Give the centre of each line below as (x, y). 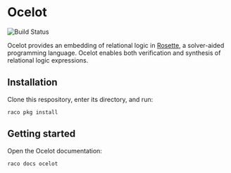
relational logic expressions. (48, 60)
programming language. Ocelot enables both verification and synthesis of (114, 53)
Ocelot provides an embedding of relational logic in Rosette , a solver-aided (116, 45)
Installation (32, 83)
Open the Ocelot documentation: (55, 150)
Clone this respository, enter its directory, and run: (80, 99)
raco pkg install (33, 112)
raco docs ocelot (33, 164)
